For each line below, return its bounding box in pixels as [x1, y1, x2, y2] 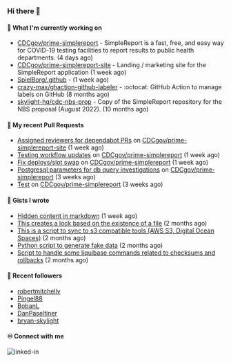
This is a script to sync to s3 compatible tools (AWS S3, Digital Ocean [17, 226, 215, 235]
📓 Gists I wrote [7, 196, 50, 204]
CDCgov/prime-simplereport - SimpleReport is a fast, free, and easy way [17, 39, 224, 47]
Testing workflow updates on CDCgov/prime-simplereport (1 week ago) [17, 151, 221, 159]
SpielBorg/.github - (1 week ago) [17, 75, 109, 84]
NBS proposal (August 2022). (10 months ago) [17, 105, 149, 114]
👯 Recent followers [7, 271, 63, 280]
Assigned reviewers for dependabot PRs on [17, 136, 141, 145]
